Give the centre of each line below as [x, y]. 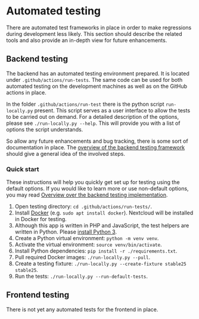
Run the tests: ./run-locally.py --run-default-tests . [81, 277]
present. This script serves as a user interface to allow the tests [112, 110]
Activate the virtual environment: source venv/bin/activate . [88, 245]
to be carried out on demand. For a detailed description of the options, [93, 116]
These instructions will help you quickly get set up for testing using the [93, 182]
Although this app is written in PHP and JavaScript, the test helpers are [102, 226]
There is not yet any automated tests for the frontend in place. [82, 309]
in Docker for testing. [41, 219]
